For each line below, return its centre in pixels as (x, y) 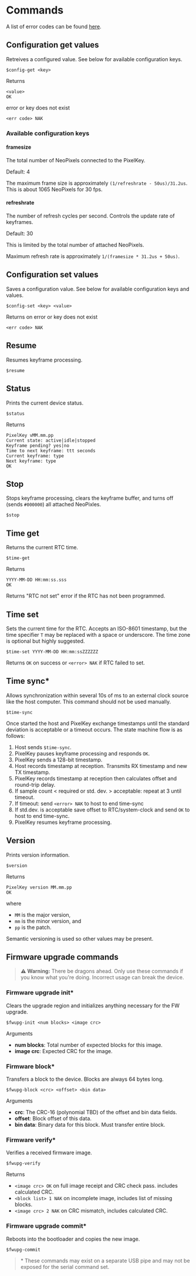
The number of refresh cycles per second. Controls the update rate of (90, 216)
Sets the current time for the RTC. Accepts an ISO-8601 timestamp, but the (97, 628)
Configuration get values (53, 45)
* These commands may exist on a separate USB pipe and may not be (105, 1260)
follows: (16, 736)
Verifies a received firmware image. (49, 1153)
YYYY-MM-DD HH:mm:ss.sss (36, 580)
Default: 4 (18, 172)
